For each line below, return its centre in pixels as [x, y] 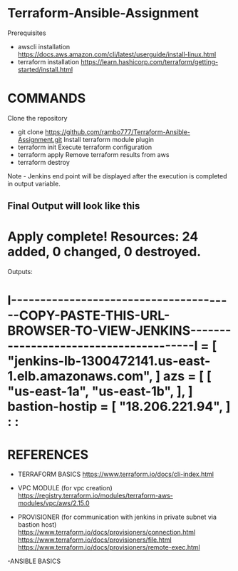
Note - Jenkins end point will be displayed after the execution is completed [117, 176]
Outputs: [20, 272]
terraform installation [48, 61]
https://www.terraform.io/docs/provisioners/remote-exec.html [109, 547]
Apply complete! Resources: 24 [103, 237]
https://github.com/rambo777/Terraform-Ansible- [118, 132]
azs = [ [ [187, 377]
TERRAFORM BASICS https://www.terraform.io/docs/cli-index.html [115, 474]
